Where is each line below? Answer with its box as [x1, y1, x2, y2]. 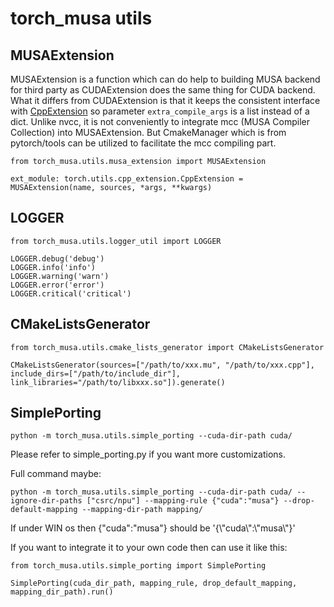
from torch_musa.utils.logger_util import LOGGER [10, 236, 222, 246]
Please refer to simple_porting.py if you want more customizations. [10, 448, 286, 461]
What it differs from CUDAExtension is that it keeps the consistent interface [10, 95, 321, 106]
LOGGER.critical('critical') [10, 288, 132, 299]
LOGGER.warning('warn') [10, 271, 110, 281]
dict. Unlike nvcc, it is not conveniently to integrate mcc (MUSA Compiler [10, 116, 310, 127]
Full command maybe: [10, 468, 102, 480]
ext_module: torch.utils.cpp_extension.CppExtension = [10, 174, 244, 184]
